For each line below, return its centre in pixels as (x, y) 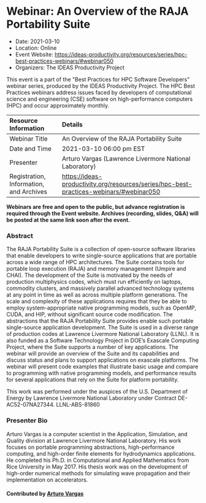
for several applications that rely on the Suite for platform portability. (93, 380)
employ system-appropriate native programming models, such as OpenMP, (101, 308)
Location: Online (36, 48)
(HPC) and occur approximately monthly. (58, 105)
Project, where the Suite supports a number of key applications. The (93, 347)
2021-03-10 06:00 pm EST (103, 149)
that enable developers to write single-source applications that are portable (102, 255)
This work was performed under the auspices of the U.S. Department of (97, 392)
